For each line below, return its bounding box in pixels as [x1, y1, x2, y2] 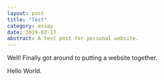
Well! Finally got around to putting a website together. [7, 54, 158, 62]
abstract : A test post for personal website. [7, 35, 139, 42]
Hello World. [7, 67, 42, 75]
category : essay [7, 22, 53, 29]
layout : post [7, 9, 44, 17]
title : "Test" [7, 16, 48, 23]
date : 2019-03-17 [7, 28, 57, 36]
